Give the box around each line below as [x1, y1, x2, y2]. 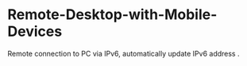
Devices [7, 22, 63, 41]
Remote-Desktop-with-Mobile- [7, 6, 218, 24]
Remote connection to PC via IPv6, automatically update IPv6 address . [7, 49, 240, 58]
